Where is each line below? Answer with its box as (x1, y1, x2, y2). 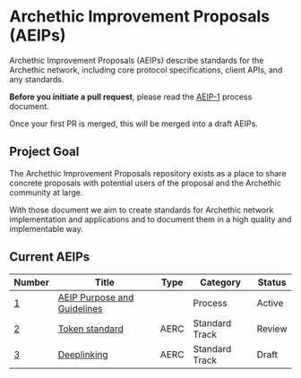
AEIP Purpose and (57, 291, 134, 304)
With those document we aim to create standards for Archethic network (9, 204, 274, 215)
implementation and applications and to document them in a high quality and (9, 213, 292, 225)
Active (256, 296, 284, 309)
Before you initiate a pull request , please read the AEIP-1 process (9, 91, 253, 102)
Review (256, 322, 288, 335)
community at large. (9, 186, 83, 198)
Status (257, 276, 287, 288)
